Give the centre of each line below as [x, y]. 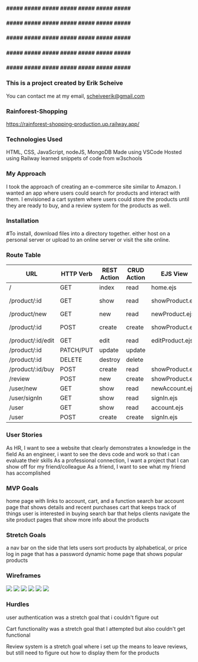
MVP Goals [22, 488]
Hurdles [18, 604]
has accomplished [28, 473]
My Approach [26, 174]
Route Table [24, 255]
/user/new [23, 388]
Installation [23, 220]
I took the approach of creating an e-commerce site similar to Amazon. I [93, 186]
